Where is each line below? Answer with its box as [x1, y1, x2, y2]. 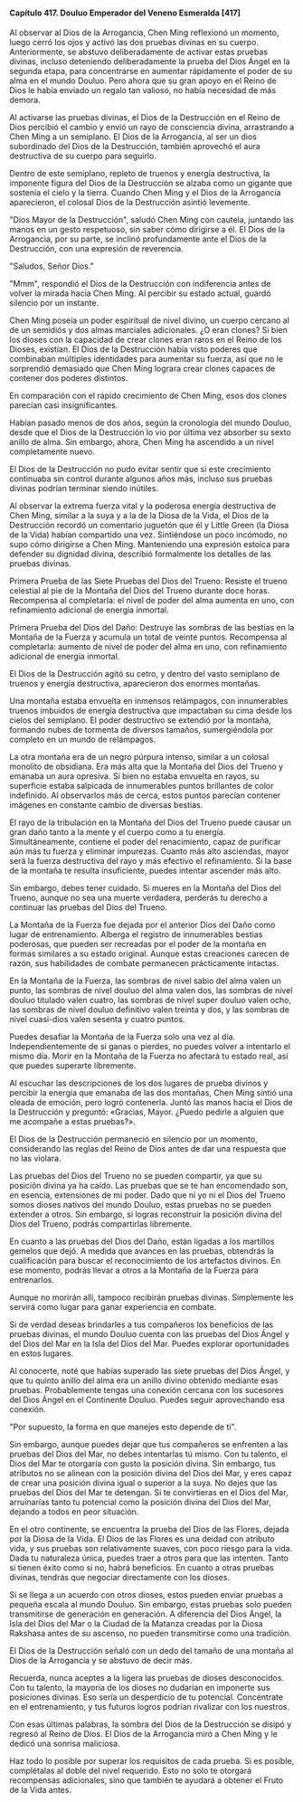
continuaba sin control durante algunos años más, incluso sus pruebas [9, 473, 273, 484]
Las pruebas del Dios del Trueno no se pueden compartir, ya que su [9, 1171, 262, 1181]
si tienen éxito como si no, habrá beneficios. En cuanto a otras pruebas [9, 1562, 274, 1573]
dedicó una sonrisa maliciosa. [9, 1738, 120, 1750]
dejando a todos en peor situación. [9, 1506, 139, 1517]
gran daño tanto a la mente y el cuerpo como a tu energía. [9, 827, 226, 838]
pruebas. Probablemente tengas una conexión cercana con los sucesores [9, 1385, 284, 1396]
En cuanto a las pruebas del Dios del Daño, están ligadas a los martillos [9, 1236, 275, 1247]
